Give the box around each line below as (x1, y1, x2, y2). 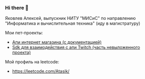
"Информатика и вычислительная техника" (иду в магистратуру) (5, 20, 141, 26)
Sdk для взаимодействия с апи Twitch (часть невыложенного (12, 45, 140, 50)
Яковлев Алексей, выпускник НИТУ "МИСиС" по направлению (5, 16, 136, 21)
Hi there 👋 (5, 4, 29, 11)
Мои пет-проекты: (5, 30, 43, 36)
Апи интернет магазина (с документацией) (12, 39, 102, 45)
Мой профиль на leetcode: (5, 59, 59, 65)
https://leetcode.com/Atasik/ (12, 68, 70, 74)
